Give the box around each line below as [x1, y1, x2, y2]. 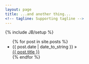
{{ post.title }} [12, 49, 40, 55]
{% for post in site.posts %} [12, 39, 68, 45]
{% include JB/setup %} [5, 30, 54, 35]
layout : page [5, 7, 32, 12]
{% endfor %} [12, 54, 41, 60]
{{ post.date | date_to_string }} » [12, 44, 77, 50]
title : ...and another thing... [5, 12, 71, 16]
